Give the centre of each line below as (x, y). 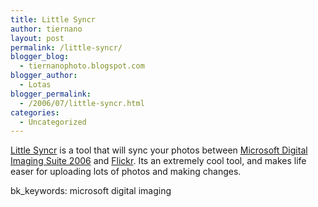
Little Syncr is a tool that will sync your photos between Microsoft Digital (159, 150)
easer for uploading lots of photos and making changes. (126, 172)
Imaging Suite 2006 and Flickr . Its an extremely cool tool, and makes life (158, 161)
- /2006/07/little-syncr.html (82, 103)
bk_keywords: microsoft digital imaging (91, 191)
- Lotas (35, 85)
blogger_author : (44, 76)
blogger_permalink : (51, 94)
